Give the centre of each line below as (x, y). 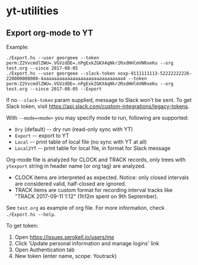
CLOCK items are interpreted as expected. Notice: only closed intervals (102, 177)
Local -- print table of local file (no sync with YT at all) (81, 142)
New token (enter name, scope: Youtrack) (66, 256)
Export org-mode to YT (50, 33)
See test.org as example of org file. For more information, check (85, 208)
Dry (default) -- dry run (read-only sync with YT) (74, 129)
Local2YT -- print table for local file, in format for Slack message (92, 148)
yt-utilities (32, 11)
